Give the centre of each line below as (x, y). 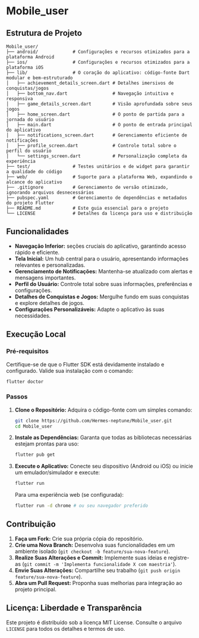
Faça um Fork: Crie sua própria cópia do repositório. (79, 539)
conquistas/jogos (28, 88)
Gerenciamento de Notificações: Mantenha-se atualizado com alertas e (104, 271)
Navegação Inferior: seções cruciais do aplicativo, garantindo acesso (100, 246)
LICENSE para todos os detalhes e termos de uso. (66, 628)
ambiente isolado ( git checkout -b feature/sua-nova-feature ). (92, 551)
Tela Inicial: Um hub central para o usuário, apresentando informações (102, 259)
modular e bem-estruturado (40, 78)
